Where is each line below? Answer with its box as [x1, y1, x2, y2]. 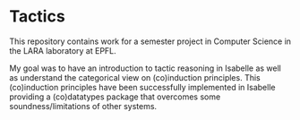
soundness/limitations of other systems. [9, 100, 158, 111]
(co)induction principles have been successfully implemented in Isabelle [9, 81, 276, 92]
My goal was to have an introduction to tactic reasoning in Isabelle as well [9, 63, 282, 73]
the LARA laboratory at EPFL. [9, 45, 116, 56]
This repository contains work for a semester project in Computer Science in [9, 36, 292, 47]
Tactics [9, 6, 65, 27]
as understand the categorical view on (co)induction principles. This [9, 72, 261, 82]
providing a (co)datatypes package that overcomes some [9, 91, 221, 102]
